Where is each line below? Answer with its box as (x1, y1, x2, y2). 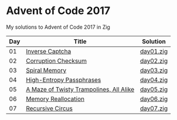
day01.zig (139, 47, 168, 55)
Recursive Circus (26, 104, 73, 112)
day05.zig (139, 85, 168, 93)
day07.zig (139, 104, 168, 112)
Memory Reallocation (26, 95, 85, 103)
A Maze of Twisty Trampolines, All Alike (26, 85, 135, 93)
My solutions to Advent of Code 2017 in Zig (6, 23, 110, 30)
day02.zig (139, 57, 168, 65)
